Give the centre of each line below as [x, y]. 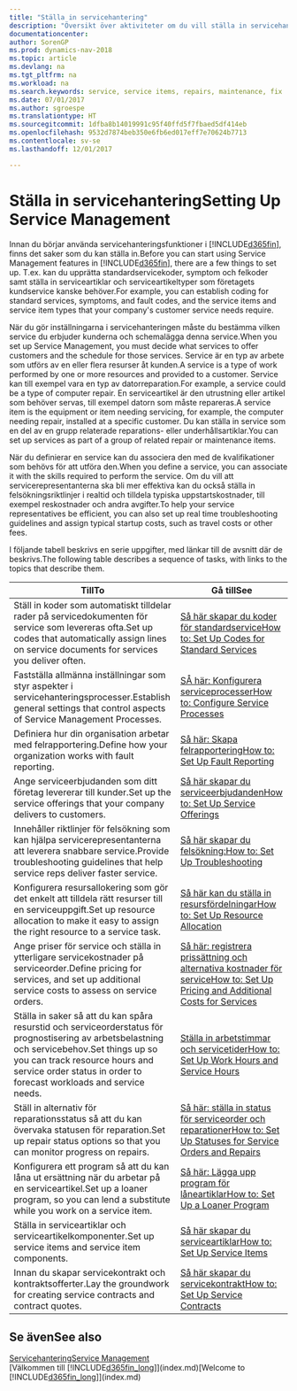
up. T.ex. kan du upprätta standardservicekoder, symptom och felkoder [139, 272]
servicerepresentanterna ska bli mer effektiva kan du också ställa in [132, 485]
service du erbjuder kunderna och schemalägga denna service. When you [143, 336]
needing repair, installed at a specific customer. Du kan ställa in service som [147, 421]
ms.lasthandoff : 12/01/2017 [61, 149]
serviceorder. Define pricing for [78, 968]
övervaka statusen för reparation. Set [90, 1130]
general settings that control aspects [90, 707]
